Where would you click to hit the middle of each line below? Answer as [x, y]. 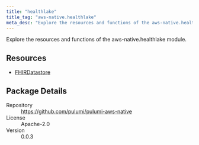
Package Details [36, 91]
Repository [19, 105]
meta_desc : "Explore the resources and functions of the [78, 22]
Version [15, 130]
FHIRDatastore [33, 72]
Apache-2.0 [36, 124]
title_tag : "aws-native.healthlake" [51, 17]
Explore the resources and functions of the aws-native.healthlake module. [96, 40]
